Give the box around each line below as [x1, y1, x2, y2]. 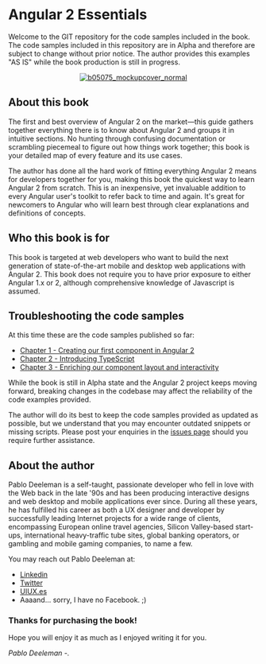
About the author [8, 459, 95, 472]
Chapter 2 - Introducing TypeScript [19, 354, 135, 363]
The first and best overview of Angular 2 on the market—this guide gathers [8, 117, 254, 126]
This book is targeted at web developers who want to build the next [8, 252, 229, 262]
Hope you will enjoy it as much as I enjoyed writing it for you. [8, 633, 207, 643]
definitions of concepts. [8, 208, 86, 218]
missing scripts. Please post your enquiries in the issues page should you [8, 427, 249, 437]
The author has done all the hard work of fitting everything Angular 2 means [8, 165, 257, 176]
